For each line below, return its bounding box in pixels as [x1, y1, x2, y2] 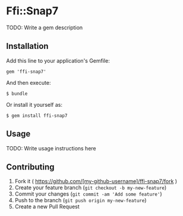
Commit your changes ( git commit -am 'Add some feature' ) [14, 190, 162, 198]
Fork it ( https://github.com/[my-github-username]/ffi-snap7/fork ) [14, 178, 177, 185]
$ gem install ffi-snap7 [6, 112, 68, 119]
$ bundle [6, 91, 28, 97]
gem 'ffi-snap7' [6, 69, 46, 75]
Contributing [6, 162, 55, 172]
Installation [6, 41, 49, 51]
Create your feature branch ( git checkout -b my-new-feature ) [14, 184, 167, 192]
